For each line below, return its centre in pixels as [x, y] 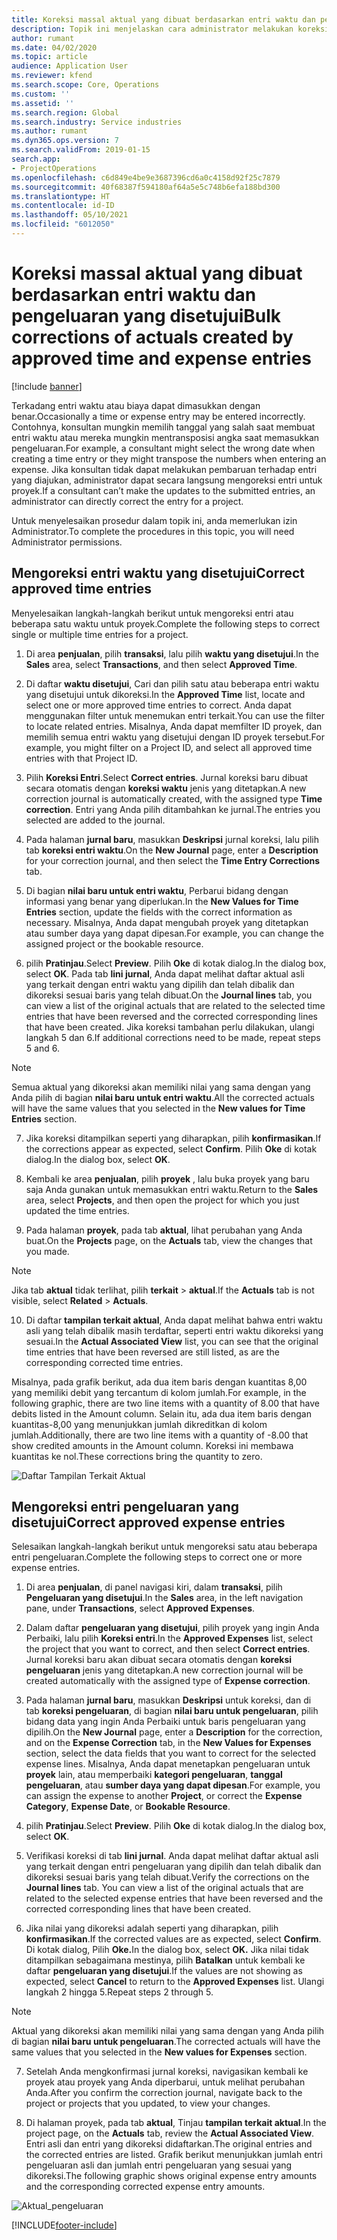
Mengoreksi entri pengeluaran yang [125, 1507]
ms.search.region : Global [65, 112]
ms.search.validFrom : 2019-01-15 [81, 150]
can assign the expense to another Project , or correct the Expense [164, 1796]
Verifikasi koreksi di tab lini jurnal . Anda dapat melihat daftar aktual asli [172, 1856]
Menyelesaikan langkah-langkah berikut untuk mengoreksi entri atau [152, 613]
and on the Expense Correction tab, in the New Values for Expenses [168, 1743]
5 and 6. [42, 1048]
